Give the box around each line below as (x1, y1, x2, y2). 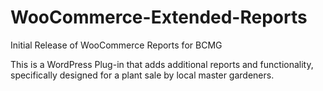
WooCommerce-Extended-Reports (10, 6, 308, 29)
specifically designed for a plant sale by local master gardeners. (10, 69, 275, 81)
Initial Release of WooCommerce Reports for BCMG (10, 39, 223, 51)
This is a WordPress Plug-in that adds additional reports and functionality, (10, 58, 314, 70)
